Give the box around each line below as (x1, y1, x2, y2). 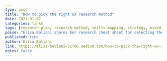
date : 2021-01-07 (5, 16, 41, 21)
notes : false (5, 48, 32, 53)
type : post (5, 7, 28, 12)
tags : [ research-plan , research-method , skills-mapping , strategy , (5, 26, 148, 30)
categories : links (5, 21, 43, 26)
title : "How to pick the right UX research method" (5, 12, 114, 17)
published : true (5, 35, 39, 40)
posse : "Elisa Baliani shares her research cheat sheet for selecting (5, 30, 155, 35)
